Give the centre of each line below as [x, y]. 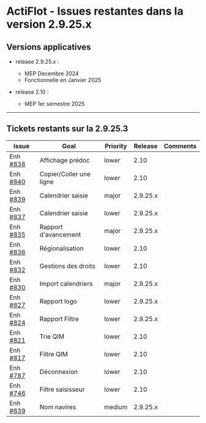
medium [116, 407]
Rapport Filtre [59, 319]
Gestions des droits [67, 266]
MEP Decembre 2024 [51, 74]
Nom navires [58, 407]
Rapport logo [58, 301]
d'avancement [60, 234]
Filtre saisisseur [62, 389]
